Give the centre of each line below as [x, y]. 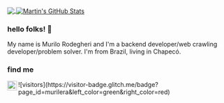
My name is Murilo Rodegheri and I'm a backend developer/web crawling [112, 44]
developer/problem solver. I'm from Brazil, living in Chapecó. [94, 51]
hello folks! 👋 [30, 29]
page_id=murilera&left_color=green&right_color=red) [94, 92]
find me [21, 70]
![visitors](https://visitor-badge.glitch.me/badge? [89, 85]
